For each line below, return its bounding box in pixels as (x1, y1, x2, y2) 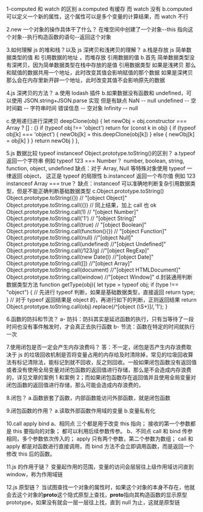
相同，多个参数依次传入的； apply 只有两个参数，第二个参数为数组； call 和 (6, 435, 193, 442)
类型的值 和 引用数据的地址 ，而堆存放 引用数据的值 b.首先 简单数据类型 (11, 54, 190, 61)
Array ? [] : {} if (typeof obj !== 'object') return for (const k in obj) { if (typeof (6, 124, 196, 131)
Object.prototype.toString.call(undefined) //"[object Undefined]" (6, 241, 166, 247)
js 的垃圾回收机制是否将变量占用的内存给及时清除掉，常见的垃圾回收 (18, 351, 188, 358)
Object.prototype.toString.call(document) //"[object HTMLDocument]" (6, 266, 181, 273)
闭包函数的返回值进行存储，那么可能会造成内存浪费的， (6, 381, 144, 388)
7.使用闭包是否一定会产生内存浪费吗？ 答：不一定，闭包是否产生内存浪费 (6, 344, 187, 350)
